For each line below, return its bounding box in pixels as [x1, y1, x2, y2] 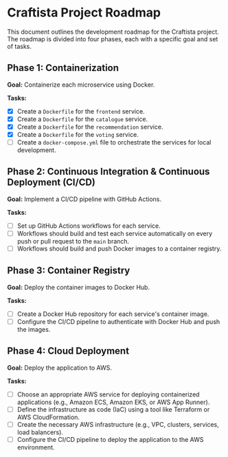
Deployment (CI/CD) [7, 177, 96, 189]
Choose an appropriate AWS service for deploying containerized [16, 390, 201, 398]
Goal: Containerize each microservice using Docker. [7, 81, 155, 89]
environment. [16, 443, 55, 451]
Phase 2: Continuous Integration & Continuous [7, 166, 210, 178]
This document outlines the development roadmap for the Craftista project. [7, 28, 220, 36]
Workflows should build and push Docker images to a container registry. [16, 244, 222, 253]
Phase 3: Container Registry [7, 265, 130, 277]
